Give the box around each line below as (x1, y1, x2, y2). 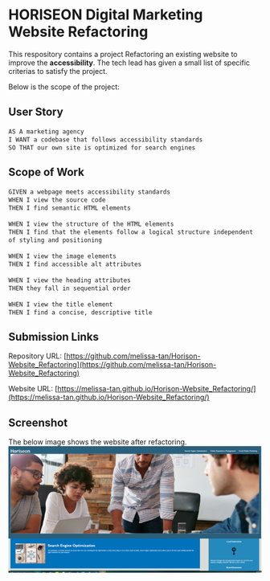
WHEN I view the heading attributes (8, 276, 131, 284)
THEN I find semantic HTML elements (8, 203, 131, 212)
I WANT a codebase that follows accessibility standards (8, 135, 203, 144)
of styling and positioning (8, 235, 103, 244)
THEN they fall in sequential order (8, 284, 131, 293)
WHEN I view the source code (8, 195, 106, 204)
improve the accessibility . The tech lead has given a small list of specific (8, 58, 251, 68)
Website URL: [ (8, 384, 58, 394)
